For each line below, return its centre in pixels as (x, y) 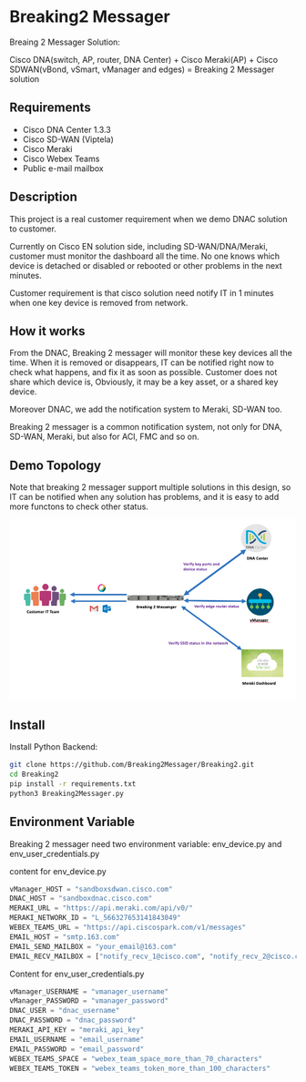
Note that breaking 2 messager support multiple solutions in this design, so (150, 487)
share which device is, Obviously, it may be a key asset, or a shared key (144, 382)
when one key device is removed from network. (99, 302)
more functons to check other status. (79, 506)
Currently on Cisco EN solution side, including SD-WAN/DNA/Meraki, (139, 246)
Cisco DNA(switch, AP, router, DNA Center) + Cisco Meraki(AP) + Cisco (144, 59)
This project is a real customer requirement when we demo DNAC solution (148, 219)
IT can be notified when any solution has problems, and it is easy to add (144, 497)
